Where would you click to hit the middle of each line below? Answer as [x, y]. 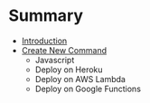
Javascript [55, 60]
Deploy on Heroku [69, 70]
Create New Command [64, 50]
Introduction [44, 41]
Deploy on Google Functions [88, 89]
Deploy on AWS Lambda [80, 79]
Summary [46, 16]
